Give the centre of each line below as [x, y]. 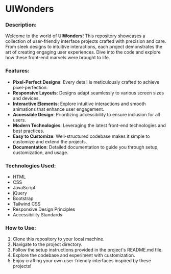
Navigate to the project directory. [47, 244]
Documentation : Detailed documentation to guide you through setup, [86, 147]
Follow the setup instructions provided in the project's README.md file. [88, 250]
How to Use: [21, 228]
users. [19, 120]
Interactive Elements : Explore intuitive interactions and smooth [79, 104]
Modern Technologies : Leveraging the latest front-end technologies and [89, 125]
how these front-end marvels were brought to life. [58, 58]
